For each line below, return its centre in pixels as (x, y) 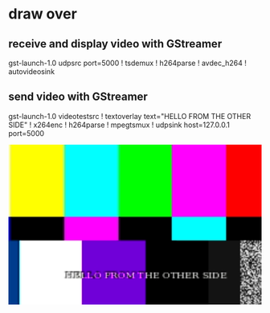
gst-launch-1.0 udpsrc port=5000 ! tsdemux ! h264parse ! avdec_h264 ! (128, 63)
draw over (43, 14)
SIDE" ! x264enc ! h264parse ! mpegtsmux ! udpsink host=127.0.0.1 (119, 125)
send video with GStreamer (78, 97)
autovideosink (31, 72)
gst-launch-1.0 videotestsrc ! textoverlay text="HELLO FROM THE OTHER (130, 116)
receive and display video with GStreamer (115, 44)
